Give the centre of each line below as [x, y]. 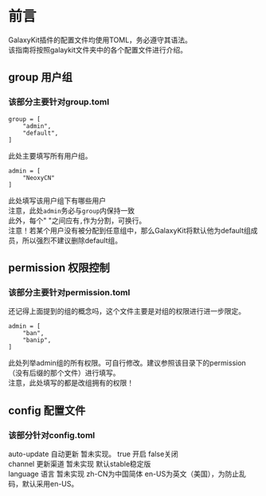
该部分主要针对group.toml [59, 102]
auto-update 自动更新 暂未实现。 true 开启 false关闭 [94, 454]
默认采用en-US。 [50, 484]
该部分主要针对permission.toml [69, 292]
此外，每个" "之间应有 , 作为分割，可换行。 [77, 221]
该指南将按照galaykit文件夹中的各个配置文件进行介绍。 [98, 49]
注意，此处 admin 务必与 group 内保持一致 [72, 210]
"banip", [37, 340]
